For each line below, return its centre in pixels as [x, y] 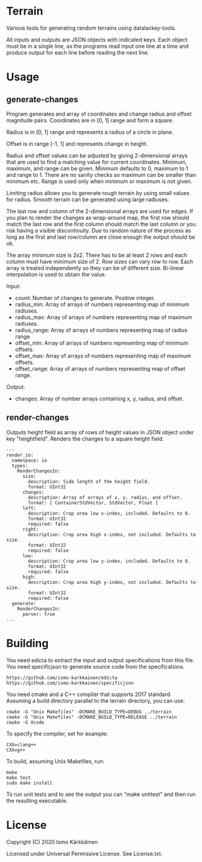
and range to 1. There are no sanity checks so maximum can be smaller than [101, 174]
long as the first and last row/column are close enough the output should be [101, 237]
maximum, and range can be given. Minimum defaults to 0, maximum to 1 [97, 168]
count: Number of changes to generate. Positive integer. [85, 297]
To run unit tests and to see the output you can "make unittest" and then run [101, 794]
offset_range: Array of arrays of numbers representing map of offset [100, 368]
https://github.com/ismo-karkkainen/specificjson [70, 683]
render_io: [20, 455]
